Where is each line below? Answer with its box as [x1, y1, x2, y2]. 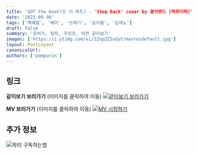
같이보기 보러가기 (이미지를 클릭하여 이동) [6, 93, 102, 100]
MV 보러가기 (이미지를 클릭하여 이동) [6, 105, 92, 113]
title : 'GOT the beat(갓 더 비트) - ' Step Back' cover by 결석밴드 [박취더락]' [6, 8, 193, 15]
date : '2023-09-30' [6, 14, 55, 20]
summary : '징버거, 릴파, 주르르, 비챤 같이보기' [6, 31, 111, 37]
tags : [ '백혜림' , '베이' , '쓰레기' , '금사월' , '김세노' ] [6, 20, 132, 25]
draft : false [6, 25, 39, 31]
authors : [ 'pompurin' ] [6, 53, 62, 59]
